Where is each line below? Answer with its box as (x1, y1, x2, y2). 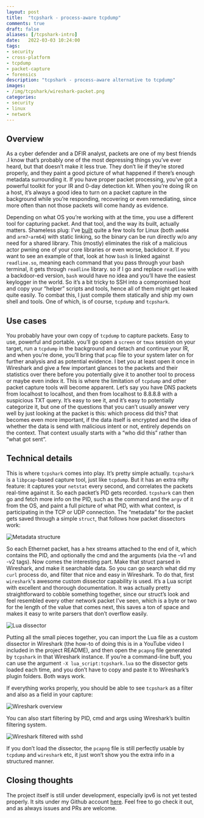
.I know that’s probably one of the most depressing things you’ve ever (6, 156, 181, 164)
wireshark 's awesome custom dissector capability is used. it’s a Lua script (6, 577, 192, 585)
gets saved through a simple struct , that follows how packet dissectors (6, 515, 186, 522)
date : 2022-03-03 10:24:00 (6, 37, 80, 43)
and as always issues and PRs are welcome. (6, 804, 117, 812)
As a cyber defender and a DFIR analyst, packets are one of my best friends (6, 150, 197, 157)
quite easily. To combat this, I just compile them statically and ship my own (6, 291, 194, 299)
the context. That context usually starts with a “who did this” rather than (6, 429, 187, 436)
